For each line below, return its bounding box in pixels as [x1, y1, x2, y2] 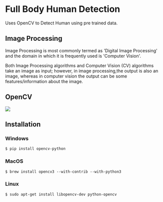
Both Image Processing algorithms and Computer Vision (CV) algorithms [5, 62, 154, 68]
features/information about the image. [5, 78, 83, 84]
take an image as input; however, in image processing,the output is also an [5, 68, 159, 74]
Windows [5, 135, 29, 142]
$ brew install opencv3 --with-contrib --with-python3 [5, 169, 122, 174]
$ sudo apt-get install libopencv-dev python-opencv [5, 192, 117, 197]
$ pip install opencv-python [5, 146, 66, 151]
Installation [5, 120, 41, 128]
